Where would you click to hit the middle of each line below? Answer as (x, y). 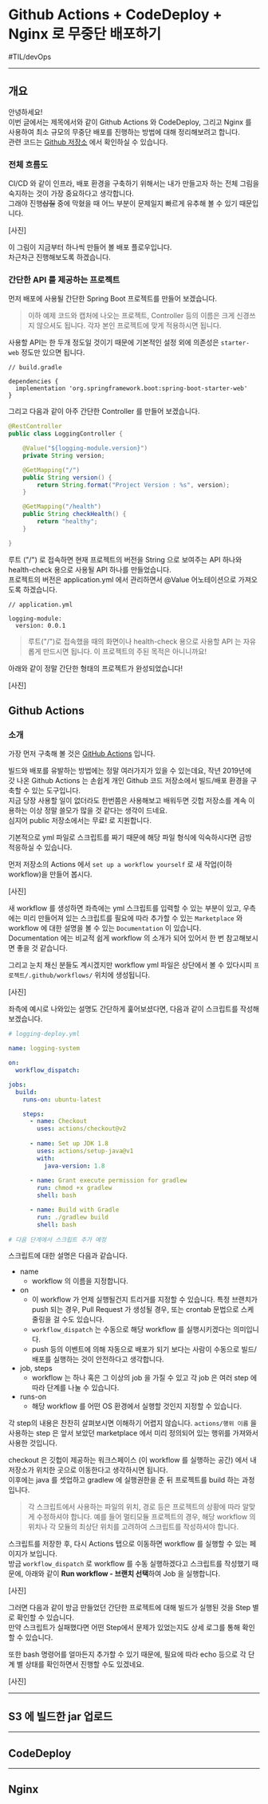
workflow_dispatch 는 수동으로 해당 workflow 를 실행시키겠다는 (132, 1329)
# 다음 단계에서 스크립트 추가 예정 (57, 1239)
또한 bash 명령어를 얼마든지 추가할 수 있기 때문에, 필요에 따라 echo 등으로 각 (127, 1654)
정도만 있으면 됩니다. (53, 353)
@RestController (35, 427)
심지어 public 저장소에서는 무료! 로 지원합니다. (80, 821)
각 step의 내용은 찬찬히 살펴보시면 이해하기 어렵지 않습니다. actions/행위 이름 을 (133, 1423)
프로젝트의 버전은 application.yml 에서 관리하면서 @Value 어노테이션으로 (122, 579)
